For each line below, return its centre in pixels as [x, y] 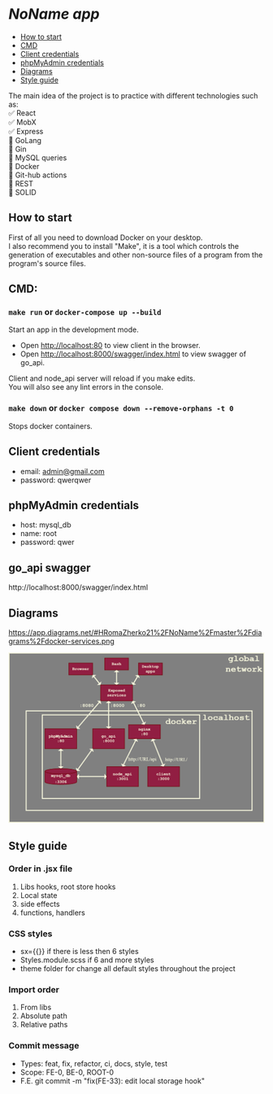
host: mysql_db [45, 525]
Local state [39, 895]
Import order [34, 990]
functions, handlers [52, 913]
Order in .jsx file [41, 869]
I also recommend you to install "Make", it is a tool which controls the [124, 246]
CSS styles [30, 934]
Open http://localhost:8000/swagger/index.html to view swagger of [133, 354]
